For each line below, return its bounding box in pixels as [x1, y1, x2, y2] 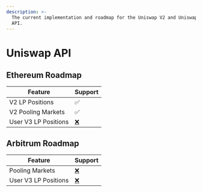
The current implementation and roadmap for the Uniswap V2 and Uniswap [11, 14, 198, 21]
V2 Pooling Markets [9, 108, 65, 117]
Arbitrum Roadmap [6, 138, 79, 149]
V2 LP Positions [9, 98, 54, 106]
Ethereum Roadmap [6, 70, 82, 80]
